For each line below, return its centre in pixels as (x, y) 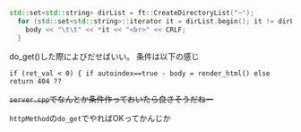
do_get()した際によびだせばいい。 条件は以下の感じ (104, 56)
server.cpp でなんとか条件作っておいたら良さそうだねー (112, 99)
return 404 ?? (36, 81)
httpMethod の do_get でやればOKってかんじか (90, 118)
